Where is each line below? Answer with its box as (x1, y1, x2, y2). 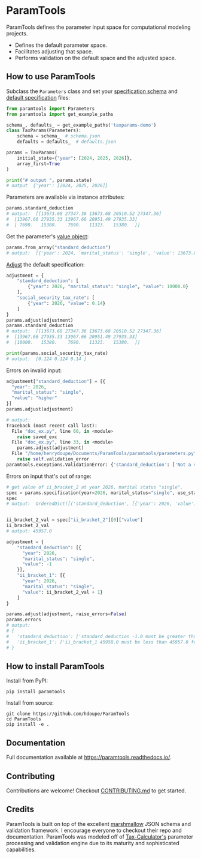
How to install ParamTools (6, 661, 105, 671)
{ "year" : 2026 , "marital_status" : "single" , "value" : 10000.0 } (28, 283, 188, 290)
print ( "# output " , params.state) (6, 177, 93, 183)
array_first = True (17, 160, 60, 167)
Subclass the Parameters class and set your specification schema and (6, 88, 178, 95)
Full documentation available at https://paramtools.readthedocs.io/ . (6, 754, 172, 761)
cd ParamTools (6, 716, 42, 722)
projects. (6, 29, 28, 37)
